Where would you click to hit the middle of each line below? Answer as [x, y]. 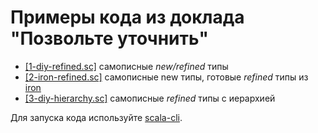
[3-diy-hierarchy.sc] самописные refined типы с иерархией [150, 98]
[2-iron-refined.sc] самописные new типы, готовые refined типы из [166, 77]
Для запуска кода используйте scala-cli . [96, 117]
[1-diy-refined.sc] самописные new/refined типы [126, 66]
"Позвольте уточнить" [109, 38]
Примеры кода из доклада [127, 17]
